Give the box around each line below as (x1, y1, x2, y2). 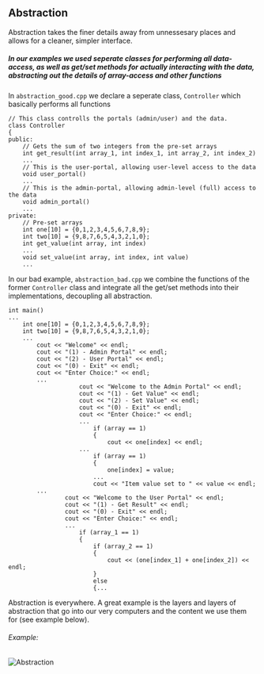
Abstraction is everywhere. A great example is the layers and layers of (8, 598, 236, 607)
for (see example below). (8, 615, 89, 624)
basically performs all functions (8, 99, 111, 109)
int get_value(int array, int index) (22, 239, 147, 247)
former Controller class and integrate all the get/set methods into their (8, 282, 239, 292)
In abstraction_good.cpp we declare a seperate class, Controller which (8, 90, 241, 100)
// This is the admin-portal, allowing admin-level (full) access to (22, 184, 257, 192)
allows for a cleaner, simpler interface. (8, 36, 133, 45)
